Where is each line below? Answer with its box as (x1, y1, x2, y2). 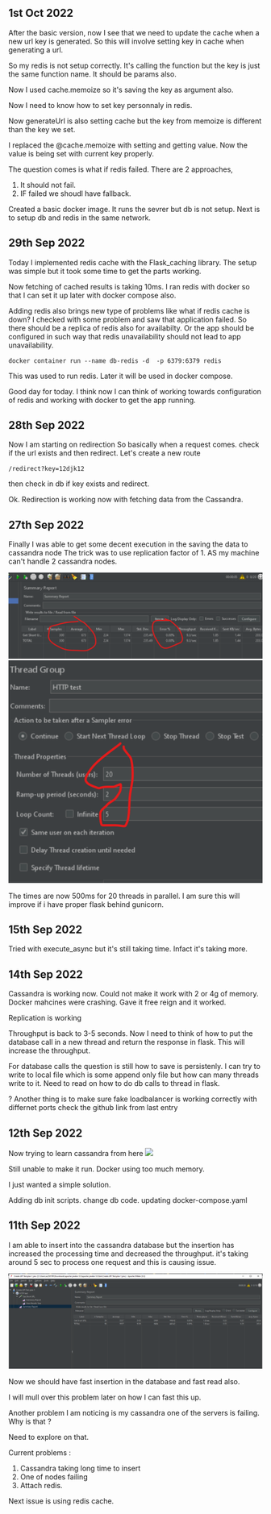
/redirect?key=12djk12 (8, 465, 85, 473)
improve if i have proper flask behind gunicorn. (8, 899, 164, 909)
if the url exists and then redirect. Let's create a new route (8, 448, 202, 458)
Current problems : (8, 1448, 71, 1458)
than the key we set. (8, 124, 76, 134)
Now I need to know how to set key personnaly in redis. (8, 100, 193, 110)
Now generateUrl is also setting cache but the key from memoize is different (8, 116, 262, 126)
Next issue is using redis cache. (8, 1496, 115, 1506)
